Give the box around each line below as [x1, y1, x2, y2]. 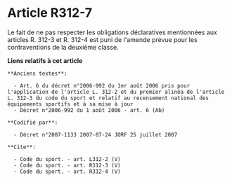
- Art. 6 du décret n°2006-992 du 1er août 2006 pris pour [13, 82, 191, 89]
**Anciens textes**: [7, 70, 68, 77]
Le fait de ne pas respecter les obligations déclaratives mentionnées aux [7, 28, 218, 36]
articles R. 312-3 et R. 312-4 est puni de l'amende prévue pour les [7, 35, 198, 43]
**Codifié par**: [7, 119, 58, 126]
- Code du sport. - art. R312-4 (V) [13, 168, 121, 175]
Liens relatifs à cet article [7, 56, 83, 64]
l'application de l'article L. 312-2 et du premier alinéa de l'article [7, 88, 225, 95]
